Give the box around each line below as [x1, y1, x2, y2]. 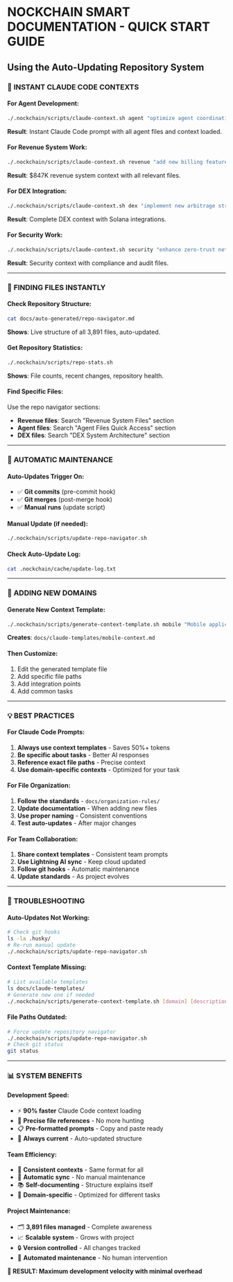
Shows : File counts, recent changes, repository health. [7, 371, 164, 380]
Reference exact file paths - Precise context [17, 758, 146, 766]
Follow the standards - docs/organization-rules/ [17, 796, 160, 805]
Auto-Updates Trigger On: [7, 472, 85, 480]
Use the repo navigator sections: [7, 403, 101, 412]
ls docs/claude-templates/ [7, 985, 85, 992]
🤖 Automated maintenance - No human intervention [17, 1254, 168, 1262]
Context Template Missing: [7, 963, 87, 972]
